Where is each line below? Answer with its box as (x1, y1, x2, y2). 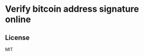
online (5, 14, 31, 25)
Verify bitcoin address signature (5, 3, 139, 15)
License (5, 33, 30, 42)
